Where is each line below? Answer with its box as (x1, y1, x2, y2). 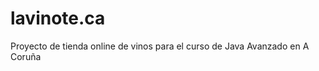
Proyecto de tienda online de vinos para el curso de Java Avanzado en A (10, 40, 310, 52)
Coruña (10, 50, 42, 62)
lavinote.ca (10, 7, 106, 30)
